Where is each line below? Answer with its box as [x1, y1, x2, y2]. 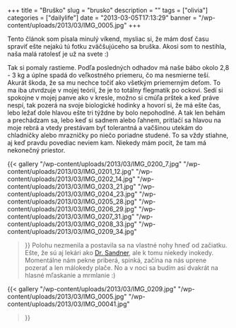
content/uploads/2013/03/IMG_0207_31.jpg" [7, 212, 135, 221]
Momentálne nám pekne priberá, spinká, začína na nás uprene [24, 256, 207, 264]
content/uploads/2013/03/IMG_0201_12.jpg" [7, 168, 134, 175]
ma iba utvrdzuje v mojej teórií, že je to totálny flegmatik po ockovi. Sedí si [7, 86, 223, 94]
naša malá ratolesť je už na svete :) [7, 49, 110, 58]
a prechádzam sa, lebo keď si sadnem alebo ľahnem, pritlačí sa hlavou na [7, 116, 221, 124]
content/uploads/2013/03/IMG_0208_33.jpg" [7, 220, 138, 228]
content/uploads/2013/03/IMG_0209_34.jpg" [7, 228, 138, 235]
